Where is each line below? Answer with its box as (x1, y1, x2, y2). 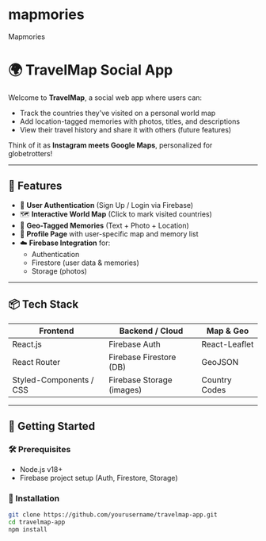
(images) (108, 384, 142, 395)
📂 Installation (8, 493, 60, 505)
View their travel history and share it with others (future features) (19, 125, 232, 134)
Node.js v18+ (19, 465, 63, 474)
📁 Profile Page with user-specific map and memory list (19, 228, 199, 239)
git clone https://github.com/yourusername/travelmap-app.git (8, 511, 218, 519)
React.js (12, 339, 42, 350)
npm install (8, 526, 47, 534)
